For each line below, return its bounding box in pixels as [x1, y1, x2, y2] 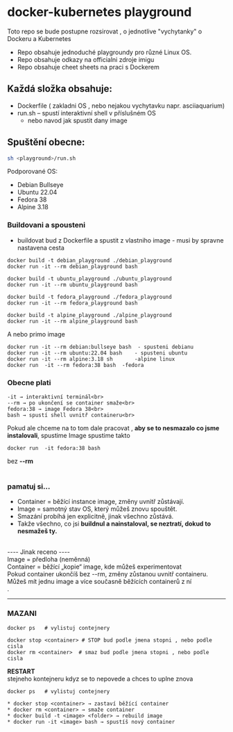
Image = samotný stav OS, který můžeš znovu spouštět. [17, 505, 178, 513]
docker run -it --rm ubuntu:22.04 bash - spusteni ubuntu [7, 349, 188, 357]
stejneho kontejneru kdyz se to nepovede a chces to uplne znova [7, 674, 193, 683]
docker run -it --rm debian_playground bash [7, 263, 138, 270]
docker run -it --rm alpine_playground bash [7, 318, 138, 325]
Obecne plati [7, 377, 51, 387]
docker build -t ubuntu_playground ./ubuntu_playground [7, 275, 172, 282]
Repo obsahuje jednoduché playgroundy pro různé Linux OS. [17, 48, 192, 56]
